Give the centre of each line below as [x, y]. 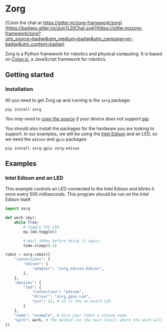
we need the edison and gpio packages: [46, 139]
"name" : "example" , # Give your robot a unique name [70, 315]
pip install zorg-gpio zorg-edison [42, 148]
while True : [27, 223]
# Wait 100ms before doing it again [61, 241]
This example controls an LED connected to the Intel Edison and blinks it [80, 189]
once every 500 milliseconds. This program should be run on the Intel [77, 194]
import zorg [18, 209]
